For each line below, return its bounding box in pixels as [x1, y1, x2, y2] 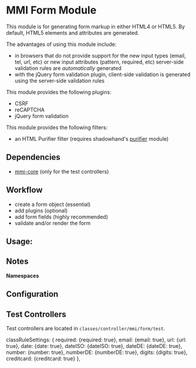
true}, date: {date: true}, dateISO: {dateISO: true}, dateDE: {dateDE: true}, [6, 342, 183, 349]
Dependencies [6, 152, 60, 163]
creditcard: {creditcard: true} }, [6, 354, 81, 362]
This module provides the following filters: [6, 124, 108, 131]
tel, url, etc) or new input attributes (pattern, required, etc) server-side [14, 58, 184, 65]
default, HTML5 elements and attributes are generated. [6, 29, 140, 36]
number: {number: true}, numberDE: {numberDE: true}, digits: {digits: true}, [6, 349, 188, 356]
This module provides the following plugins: [6, 88, 111, 95]
